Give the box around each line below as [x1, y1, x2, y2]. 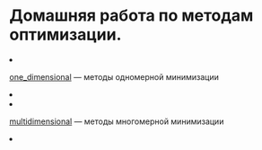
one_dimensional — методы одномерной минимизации [9, 71, 220, 82]
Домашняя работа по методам [9, 5, 254, 26]
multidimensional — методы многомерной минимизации [9, 116, 224, 127]
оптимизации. [9, 24, 122, 45]
